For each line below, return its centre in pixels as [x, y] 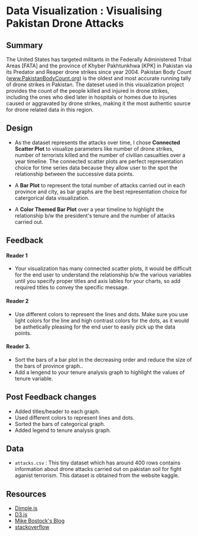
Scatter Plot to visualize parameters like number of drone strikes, [94, 148]
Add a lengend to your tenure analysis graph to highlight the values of [100, 372]
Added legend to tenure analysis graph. [63, 430]
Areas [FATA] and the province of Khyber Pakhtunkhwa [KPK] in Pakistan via [99, 66]
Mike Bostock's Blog [40, 521]
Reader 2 [17, 301]
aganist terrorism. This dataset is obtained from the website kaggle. [97, 475]
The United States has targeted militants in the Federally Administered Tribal [99, 59]
